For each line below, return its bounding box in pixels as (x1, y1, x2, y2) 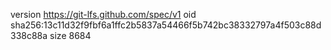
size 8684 (49, 30, 92, 41)
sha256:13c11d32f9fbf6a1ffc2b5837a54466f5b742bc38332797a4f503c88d (10, 19, 322, 31)
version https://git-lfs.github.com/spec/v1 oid (10, 9, 197, 20)
